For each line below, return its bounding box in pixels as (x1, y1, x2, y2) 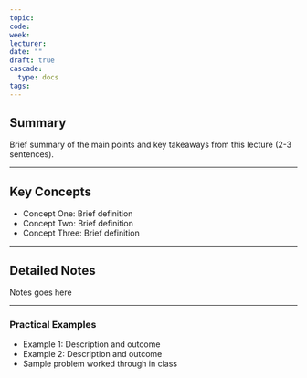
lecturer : (9, 38, 48, 48)
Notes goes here (9, 287, 72, 298)
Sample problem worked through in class (22, 358, 178, 370)
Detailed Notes (9, 262, 96, 278)
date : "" (9, 47, 43, 57)
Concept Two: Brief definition (22, 218, 134, 229)
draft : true (9, 56, 55, 65)
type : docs (17, 73, 59, 82)
